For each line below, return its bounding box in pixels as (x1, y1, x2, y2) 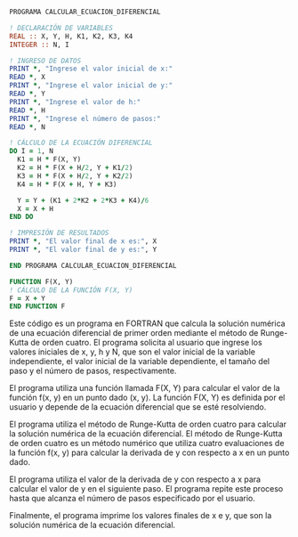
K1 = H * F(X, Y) (17, 155, 82, 164)
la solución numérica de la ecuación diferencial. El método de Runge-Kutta (9, 428, 283, 439)
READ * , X (9, 73, 46, 82)
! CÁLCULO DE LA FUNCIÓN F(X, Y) (9, 285, 133, 295)
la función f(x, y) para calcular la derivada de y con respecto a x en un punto (9, 447, 290, 458)
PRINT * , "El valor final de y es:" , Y (9, 245, 157, 254)
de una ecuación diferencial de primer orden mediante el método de (9, 328, 259, 338)
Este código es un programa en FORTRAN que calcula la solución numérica (9, 318, 286, 329)
